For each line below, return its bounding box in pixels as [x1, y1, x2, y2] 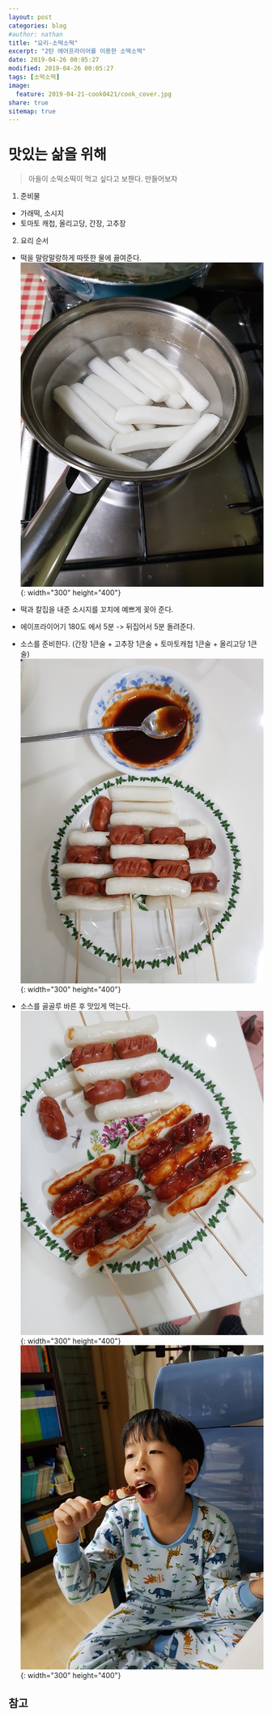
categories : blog [8, 21, 67, 30]
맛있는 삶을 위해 [8, 146, 107, 164]
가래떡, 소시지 [19, 208, 65, 218]
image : [8, 81, 31, 89]
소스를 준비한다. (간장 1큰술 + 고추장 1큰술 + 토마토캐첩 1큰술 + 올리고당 [19, 639, 246, 649]
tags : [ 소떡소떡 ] [8, 73, 61, 81]
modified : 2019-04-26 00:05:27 [8, 65, 114, 73]
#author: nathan [8, 30, 63, 38]
